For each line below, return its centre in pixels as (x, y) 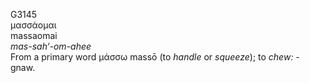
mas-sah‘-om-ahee (51, 46)
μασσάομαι (33, 25)
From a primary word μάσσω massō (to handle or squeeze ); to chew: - (155, 57)
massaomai (34, 35)
